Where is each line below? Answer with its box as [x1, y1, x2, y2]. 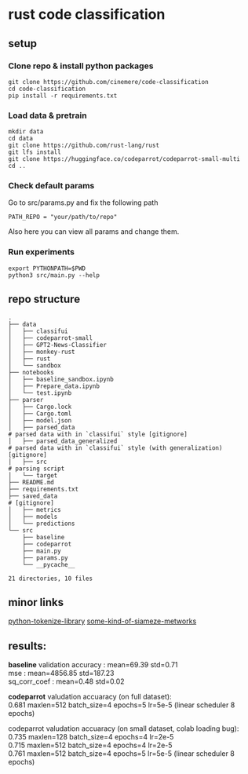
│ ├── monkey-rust [8, 348, 76, 356]
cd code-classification [8, 85, 86, 93]
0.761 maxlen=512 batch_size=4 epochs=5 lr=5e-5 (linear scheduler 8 [8, 749, 235, 758]
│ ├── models [8, 513, 58, 520]
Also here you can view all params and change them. [8, 227, 180, 236]
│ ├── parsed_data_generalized [8, 437, 118, 445]
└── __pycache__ [22, 560, 76, 568]
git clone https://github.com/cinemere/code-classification [8, 78, 210, 86]
